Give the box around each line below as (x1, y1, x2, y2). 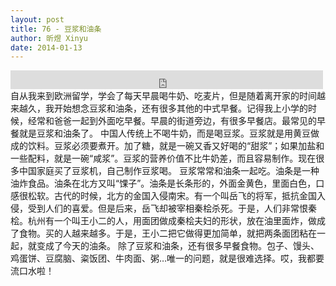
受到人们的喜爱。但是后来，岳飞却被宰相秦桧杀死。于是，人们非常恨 (27, 202, 308, 215)
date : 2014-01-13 (10, 42, 83, 53)
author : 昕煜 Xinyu (10, 33, 89, 43)
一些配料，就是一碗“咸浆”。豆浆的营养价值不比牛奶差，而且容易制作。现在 (10, 152, 317, 165)
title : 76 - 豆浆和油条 (10, 24, 102, 34)
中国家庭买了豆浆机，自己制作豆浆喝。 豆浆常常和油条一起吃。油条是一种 (18, 165, 320, 177)
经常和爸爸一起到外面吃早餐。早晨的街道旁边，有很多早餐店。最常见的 (27, 115, 317, 127)
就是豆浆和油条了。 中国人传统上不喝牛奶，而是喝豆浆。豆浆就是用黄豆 (18, 127, 311, 140)
